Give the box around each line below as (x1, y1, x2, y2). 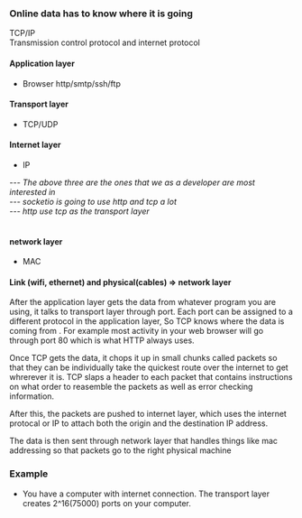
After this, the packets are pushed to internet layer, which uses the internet (9, 409, 287, 420)
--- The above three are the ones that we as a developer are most (9, 177, 255, 188)
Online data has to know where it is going (9, 7, 194, 20)
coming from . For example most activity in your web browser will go (9, 326, 264, 337)
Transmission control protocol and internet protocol (9, 37, 201, 48)
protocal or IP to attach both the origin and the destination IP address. (9, 418, 269, 429)
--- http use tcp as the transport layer (9, 206, 151, 217)
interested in (9, 186, 56, 197)
